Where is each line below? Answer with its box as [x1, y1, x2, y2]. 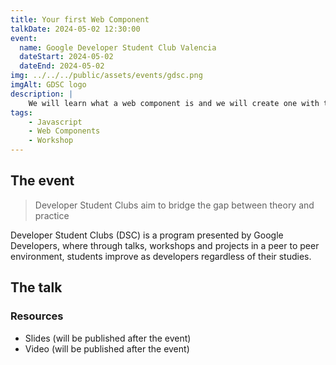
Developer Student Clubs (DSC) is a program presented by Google [10, 229, 284, 241]
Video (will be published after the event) [24, 342, 190, 355]
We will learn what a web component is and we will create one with [28, 98, 320, 108]
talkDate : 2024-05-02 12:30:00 [10, 24, 141, 34]
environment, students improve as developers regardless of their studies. [10, 250, 312, 262]
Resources [10, 309, 64, 323]
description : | [10, 89, 74, 99]
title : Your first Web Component [10, 14, 150, 25]
